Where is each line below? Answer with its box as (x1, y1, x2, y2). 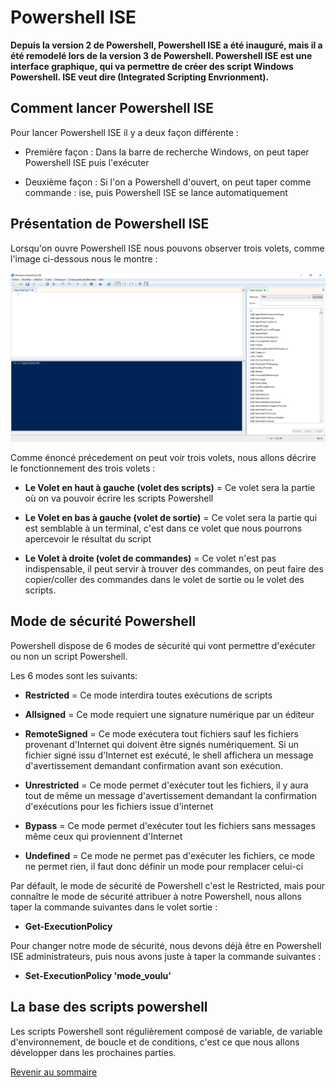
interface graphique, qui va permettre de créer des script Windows (10, 60, 294, 72)
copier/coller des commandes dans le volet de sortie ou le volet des (24, 574, 305, 586)
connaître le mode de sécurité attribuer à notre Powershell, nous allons (10, 890, 302, 902)
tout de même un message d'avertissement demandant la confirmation (24, 789, 317, 801)
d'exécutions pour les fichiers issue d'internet (24, 800, 214, 812)
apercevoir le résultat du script (24, 533, 152, 545)
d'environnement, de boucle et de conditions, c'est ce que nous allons (10, 1036, 300, 1048)
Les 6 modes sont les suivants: (10, 669, 138, 681)
